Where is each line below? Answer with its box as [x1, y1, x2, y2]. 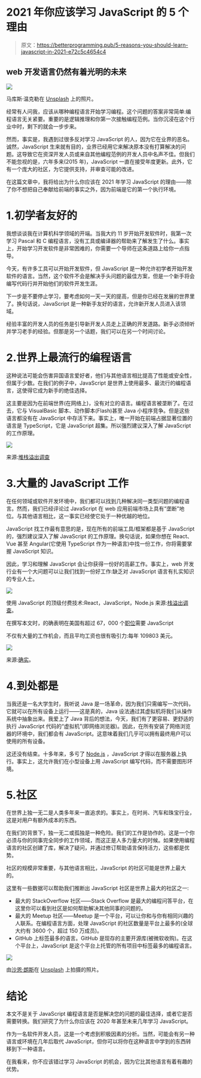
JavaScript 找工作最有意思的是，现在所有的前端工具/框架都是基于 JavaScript [6, 525, 195, 532]
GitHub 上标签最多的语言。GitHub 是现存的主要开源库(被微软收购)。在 [14, 934, 187, 942]
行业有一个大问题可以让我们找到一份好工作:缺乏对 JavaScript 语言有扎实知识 [6, 568, 194, 575]
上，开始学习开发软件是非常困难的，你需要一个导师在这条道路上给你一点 [6, 245, 184, 252]
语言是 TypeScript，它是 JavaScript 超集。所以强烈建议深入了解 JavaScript [6, 422, 191, 429]
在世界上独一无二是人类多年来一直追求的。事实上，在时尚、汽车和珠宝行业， [6, 809, 195, 817]
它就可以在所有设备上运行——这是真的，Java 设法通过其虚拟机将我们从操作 [6, 707, 193, 715]
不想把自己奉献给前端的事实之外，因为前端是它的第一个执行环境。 [16, 185, 179, 193]
